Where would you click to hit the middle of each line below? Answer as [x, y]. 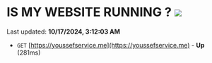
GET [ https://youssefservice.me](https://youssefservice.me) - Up [111, 45]
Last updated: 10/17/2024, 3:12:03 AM [64, 31]
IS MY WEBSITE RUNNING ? [89, 12]
